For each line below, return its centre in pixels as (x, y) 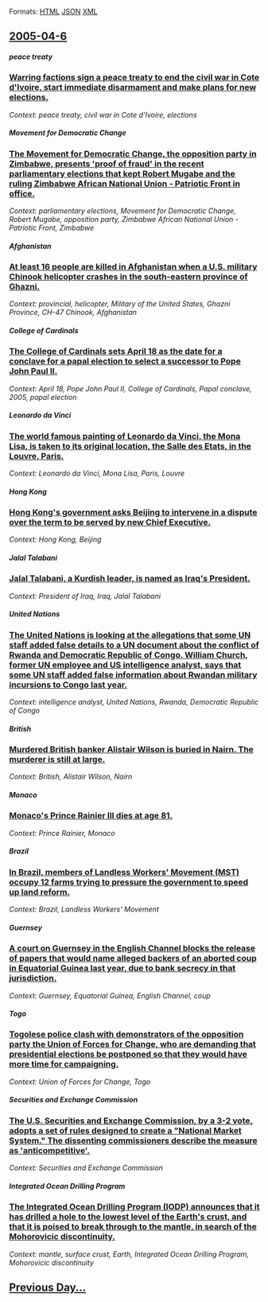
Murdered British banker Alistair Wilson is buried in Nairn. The (131, 749)
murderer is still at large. (57, 760)
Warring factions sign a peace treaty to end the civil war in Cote (134, 77)
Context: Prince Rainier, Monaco (62, 833)
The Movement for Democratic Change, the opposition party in (133, 154)
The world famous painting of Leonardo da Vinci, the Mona (125, 436)
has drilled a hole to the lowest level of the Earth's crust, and (128, 1217)
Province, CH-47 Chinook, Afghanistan (73, 313)
